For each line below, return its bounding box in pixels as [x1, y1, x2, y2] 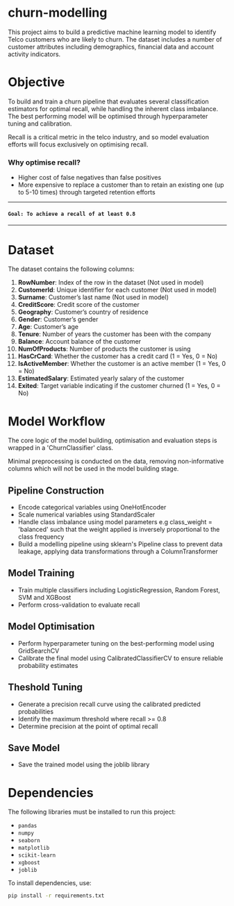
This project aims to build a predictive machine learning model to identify [8, 28, 217, 36]
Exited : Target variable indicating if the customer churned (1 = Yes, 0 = [17, 382, 221, 390]
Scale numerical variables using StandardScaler [17, 510, 156, 519]
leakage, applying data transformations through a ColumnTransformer [17, 547, 218, 556]
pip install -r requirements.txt [8, 892, 105, 900]
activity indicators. [8, 50, 61, 58]
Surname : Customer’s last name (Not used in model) [17, 293, 169, 301]
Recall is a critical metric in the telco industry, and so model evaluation [8, 133, 209, 141]
